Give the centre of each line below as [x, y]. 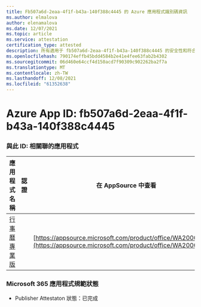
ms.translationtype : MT [36, 67]
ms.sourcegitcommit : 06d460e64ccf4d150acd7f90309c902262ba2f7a [87, 62]
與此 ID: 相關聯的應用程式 [42, 146]
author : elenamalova [32, 23]
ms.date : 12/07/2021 [32, 28]
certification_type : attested [44, 45]
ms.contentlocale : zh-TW [37, 73]
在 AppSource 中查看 [126, 186]
